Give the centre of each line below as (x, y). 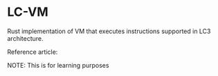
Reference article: (33, 52)
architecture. (25, 38)
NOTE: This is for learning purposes (58, 65)
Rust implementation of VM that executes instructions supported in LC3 (109, 31)
